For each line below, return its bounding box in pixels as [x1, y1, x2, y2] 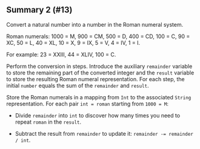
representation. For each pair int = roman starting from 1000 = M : [6, 100, 168, 107]
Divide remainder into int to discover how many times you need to [15, 111, 181, 119]
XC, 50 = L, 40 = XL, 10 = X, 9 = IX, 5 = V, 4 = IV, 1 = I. [6, 39, 141, 46]
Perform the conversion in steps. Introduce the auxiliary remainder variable [6, 62, 193, 70]
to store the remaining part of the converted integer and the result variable [6, 69, 195, 76]
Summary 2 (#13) [6, 5, 73, 15]
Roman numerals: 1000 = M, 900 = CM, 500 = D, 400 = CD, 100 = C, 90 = [6, 33, 190, 40]
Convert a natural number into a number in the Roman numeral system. [6, 21, 184, 28]
